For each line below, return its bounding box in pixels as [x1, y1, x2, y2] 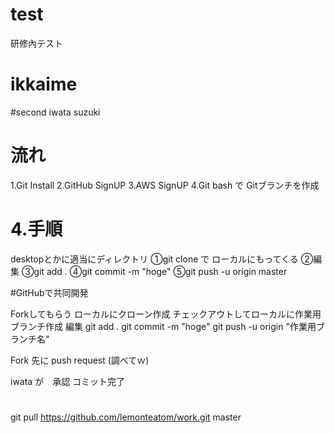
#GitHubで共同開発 [10, 286, 89, 298]
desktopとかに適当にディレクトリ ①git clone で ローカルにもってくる [10, 253, 299, 265]
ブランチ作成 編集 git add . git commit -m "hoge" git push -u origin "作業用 [10, 320, 317, 332]
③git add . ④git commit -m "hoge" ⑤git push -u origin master [21, 265, 288, 277]
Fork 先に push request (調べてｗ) [10, 354, 150, 366]
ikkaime [10, 73, 78, 96]
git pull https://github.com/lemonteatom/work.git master [10, 411, 242, 423]
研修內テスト [10, 37, 63, 49]
